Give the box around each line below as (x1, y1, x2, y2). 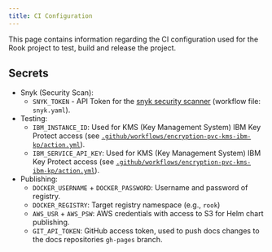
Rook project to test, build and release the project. (8, 42, 177, 53)
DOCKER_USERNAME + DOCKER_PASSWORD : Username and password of (32, 183, 248, 193)
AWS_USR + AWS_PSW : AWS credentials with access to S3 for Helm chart (32, 209, 264, 219)
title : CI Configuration (8, 11, 93, 20)
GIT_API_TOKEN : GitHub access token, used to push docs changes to (32, 226, 260, 236)
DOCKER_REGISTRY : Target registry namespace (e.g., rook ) (32, 200, 221, 210)
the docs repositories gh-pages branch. (32, 235, 163, 245)
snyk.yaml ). (32, 105, 71, 115)
